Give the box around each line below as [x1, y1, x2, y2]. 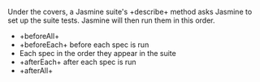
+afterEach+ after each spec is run [19, 57, 136, 67]
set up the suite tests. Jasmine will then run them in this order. [7, 15, 216, 25]
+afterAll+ [19, 66, 54, 76]
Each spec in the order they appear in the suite [19, 49, 176, 58]
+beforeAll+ [19, 32, 60, 41]
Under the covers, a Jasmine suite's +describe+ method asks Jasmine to [7, 7, 253, 16]
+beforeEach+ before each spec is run [19, 40, 149, 50]
